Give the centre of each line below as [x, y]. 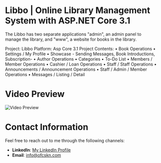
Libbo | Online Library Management [78, 10]
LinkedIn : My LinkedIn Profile [41, 150]
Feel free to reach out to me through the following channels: [65, 140]
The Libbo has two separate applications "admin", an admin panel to [73, 34]
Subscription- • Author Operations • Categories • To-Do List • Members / [79, 59]
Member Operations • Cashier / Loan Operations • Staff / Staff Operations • [81, 64]
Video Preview [35, 94]
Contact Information [47, 127]
